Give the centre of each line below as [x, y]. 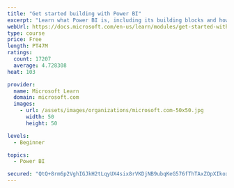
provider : [22, 84]
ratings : [20, 53]
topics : [18, 155]
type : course [26, 33]
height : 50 [41, 123]
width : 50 [40, 117]
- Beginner [29, 142]
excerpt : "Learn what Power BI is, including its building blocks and [112, 20]
